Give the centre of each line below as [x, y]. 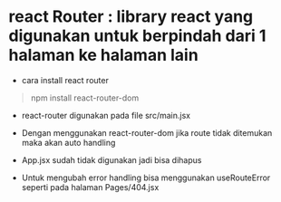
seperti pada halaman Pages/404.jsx [90, 187]
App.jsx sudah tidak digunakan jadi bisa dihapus [111, 159]
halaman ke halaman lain [103, 55]
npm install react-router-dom [85, 98]
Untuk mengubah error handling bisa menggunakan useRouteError [146, 178]
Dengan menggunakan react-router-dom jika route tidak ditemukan [147, 132]
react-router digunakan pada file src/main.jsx [106, 115]
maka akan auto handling [68, 142]
